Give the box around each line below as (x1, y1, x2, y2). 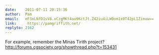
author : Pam (5, 12, 32, 17)
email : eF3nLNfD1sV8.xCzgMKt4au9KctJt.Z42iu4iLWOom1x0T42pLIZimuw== (5, 16, 154, 21)
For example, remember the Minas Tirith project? (5, 39, 105, 45)
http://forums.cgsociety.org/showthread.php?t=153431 (5, 44, 117, 50)
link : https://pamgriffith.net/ (5, 21, 81, 26)
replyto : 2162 (5, 26, 35, 30)
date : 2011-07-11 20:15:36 (5, 7, 68, 12)
